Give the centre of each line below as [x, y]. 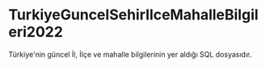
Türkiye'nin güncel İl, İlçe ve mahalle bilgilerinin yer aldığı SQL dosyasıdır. [130, 54]
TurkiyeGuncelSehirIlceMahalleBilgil [133, 15]
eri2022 [36, 32]
